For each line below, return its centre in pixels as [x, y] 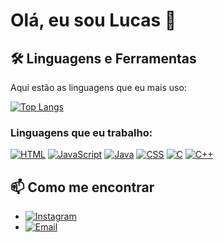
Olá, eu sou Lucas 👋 [93, 20]
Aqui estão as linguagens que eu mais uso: [98, 87]
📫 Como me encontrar [82, 187]
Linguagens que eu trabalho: [81, 132]
